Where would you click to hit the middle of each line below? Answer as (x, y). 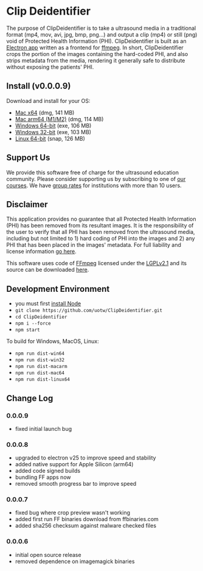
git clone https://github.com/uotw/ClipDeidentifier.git (89, 311)
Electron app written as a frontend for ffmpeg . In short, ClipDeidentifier (95, 48)
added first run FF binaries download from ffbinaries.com (87, 519)
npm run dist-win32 (40, 360)
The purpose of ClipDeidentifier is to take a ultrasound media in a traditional (101, 28)
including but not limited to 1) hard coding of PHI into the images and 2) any (101, 238)
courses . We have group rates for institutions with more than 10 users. (94, 185)
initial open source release (48, 555)
